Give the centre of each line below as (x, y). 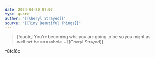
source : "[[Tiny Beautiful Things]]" (43, 23)
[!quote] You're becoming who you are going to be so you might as (84, 37)
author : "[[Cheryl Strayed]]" (36, 18)
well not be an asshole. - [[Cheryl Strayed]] (60, 42)
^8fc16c (13, 51)
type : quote (17, 14)
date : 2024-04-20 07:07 (29, 9)
